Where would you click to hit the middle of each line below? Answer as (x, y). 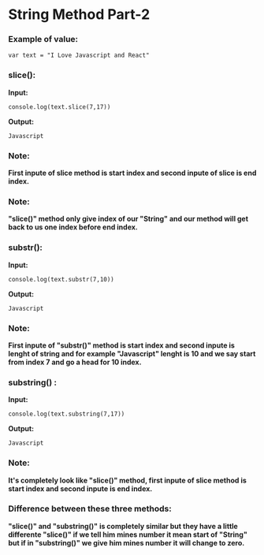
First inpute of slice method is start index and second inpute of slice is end (132, 173)
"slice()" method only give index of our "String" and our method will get (128, 219)
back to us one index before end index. (73, 227)
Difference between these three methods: (90, 508)
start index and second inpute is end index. (80, 488)
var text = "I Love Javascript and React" (79, 56)
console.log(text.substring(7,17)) (67, 414)
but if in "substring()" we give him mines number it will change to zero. (126, 542)
